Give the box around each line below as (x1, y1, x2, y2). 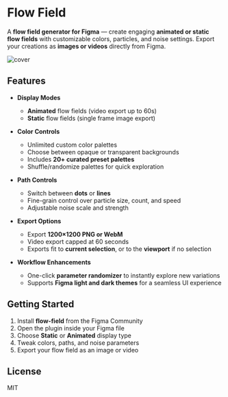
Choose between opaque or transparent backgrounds (27, 147, 179, 156)
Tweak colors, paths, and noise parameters (16, 338, 140, 347)
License (7, 365, 42, 377)
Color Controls (16, 127, 60, 135)
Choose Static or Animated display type (16, 331, 131, 339)
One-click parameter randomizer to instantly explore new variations (27, 271, 220, 279)
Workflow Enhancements (16, 258, 91, 266)
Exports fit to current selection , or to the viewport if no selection (27, 245, 212, 253)
